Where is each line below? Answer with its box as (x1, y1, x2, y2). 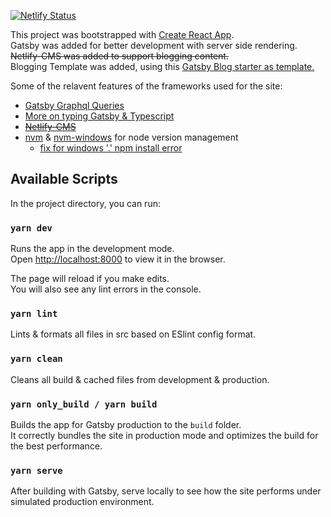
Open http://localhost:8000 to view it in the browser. (10, 253, 226, 265)
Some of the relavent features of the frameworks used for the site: (10, 80, 283, 92)
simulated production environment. (10, 496, 155, 508)
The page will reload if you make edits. (10, 273, 170, 285)
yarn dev (10, 222, 53, 234)
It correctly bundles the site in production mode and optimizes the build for (10, 430, 319, 441)
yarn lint (10, 308, 58, 320)
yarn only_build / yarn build (10, 398, 158, 410)
